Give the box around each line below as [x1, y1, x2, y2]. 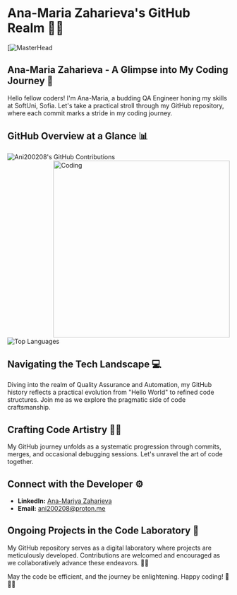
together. [7, 458, 34, 466]
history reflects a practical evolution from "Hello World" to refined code [7, 388, 214, 397]
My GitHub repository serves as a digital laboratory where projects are [7, 543, 212, 552]
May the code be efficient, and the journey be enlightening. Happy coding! [7, 572, 224, 581]
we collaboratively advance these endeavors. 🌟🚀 [7, 558, 150, 567]
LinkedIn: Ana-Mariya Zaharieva [17, 497, 112, 505]
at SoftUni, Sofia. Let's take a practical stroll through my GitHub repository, [7, 101, 224, 110]
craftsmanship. [7, 403, 51, 412]
